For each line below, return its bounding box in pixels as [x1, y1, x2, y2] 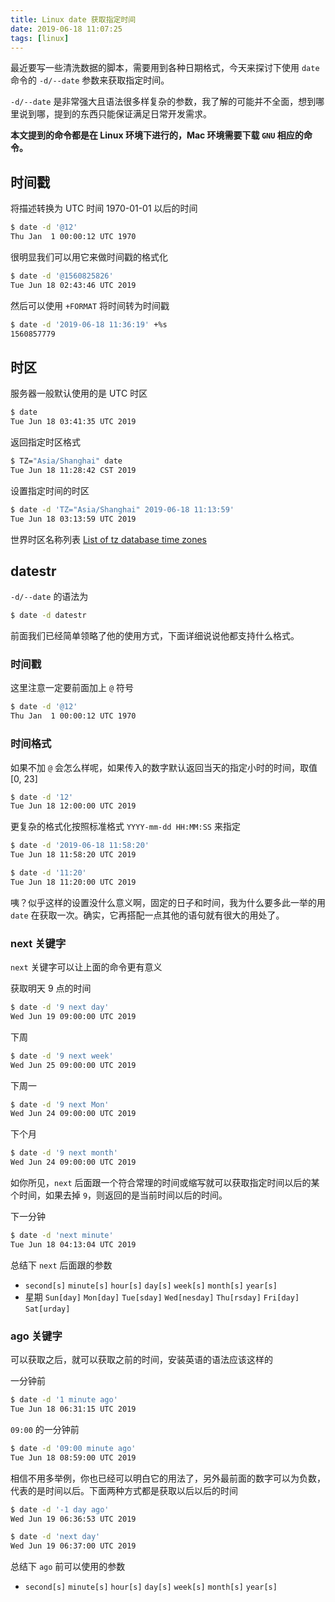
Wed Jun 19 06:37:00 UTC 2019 [10, 1541, 137, 1551]
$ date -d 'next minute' [10, 1231, 114, 1241]
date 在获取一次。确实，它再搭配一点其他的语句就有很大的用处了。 [10, 909, 285, 921]
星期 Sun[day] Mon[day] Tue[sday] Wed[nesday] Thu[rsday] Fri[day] [24, 1291, 300, 1303]
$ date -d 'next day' [10, 1532, 101, 1542]
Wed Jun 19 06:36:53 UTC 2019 [10, 1514, 137, 1524]
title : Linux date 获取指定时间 [10, 14, 137, 25]
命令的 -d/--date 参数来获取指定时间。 [10, 74, 170, 86]
